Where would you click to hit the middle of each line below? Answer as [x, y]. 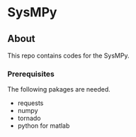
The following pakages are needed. [59, 89]
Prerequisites [31, 74]
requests [30, 103]
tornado [29, 119]
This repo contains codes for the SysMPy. [68, 55]
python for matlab [44, 126]
